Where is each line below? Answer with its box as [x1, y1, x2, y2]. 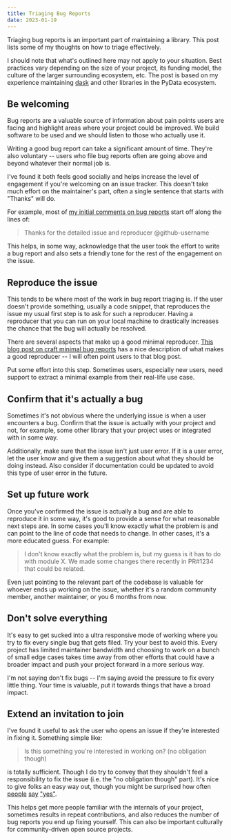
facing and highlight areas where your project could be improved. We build [7, 124, 219, 132]
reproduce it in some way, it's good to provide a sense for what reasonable [7, 514, 220, 522]
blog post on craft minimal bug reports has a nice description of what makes [7, 345, 224, 353]
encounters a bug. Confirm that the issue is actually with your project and [7, 418, 216, 427]
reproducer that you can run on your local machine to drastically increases [7, 317, 219, 325]
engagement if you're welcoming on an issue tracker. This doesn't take [7, 180, 209, 188]
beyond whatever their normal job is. [7, 159, 112, 168]
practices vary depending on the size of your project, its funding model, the [7, 64, 222, 72]
